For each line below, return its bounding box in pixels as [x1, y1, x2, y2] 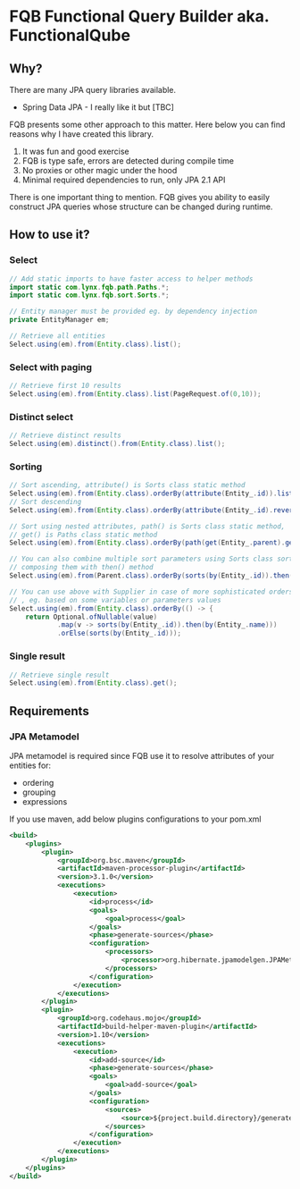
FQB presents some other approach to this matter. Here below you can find [9, 119, 286, 130]
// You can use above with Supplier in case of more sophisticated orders [9, 587, 294, 596]
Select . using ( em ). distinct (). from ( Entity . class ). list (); [9, 440, 226, 449]
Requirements [9, 704, 89, 719]
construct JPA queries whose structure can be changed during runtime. [9, 201, 273, 212]
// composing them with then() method [9, 563, 154, 572]
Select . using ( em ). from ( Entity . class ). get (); [9, 679, 178, 687]
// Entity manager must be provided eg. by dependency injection [9, 307, 257, 316]
